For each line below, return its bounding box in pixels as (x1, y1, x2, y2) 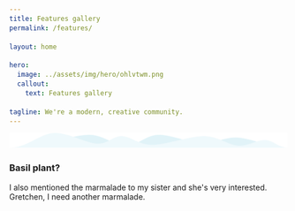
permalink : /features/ (9, 23, 93, 33)
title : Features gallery (9, 14, 101, 23)
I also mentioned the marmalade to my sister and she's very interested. (9, 182, 268, 192)
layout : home (9, 42, 57, 51)
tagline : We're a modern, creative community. (9, 107, 184, 117)
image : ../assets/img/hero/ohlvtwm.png (17, 71, 164, 79)
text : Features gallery (25, 88, 113, 97)
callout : (17, 79, 49, 88)
